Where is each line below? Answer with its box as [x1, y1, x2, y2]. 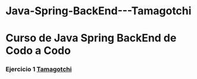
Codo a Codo [5, 44, 71, 58]
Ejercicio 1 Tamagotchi [5, 65, 72, 74]
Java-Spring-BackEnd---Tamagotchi [5, 4, 192, 18]
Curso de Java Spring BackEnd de [5, 31, 177, 45]
